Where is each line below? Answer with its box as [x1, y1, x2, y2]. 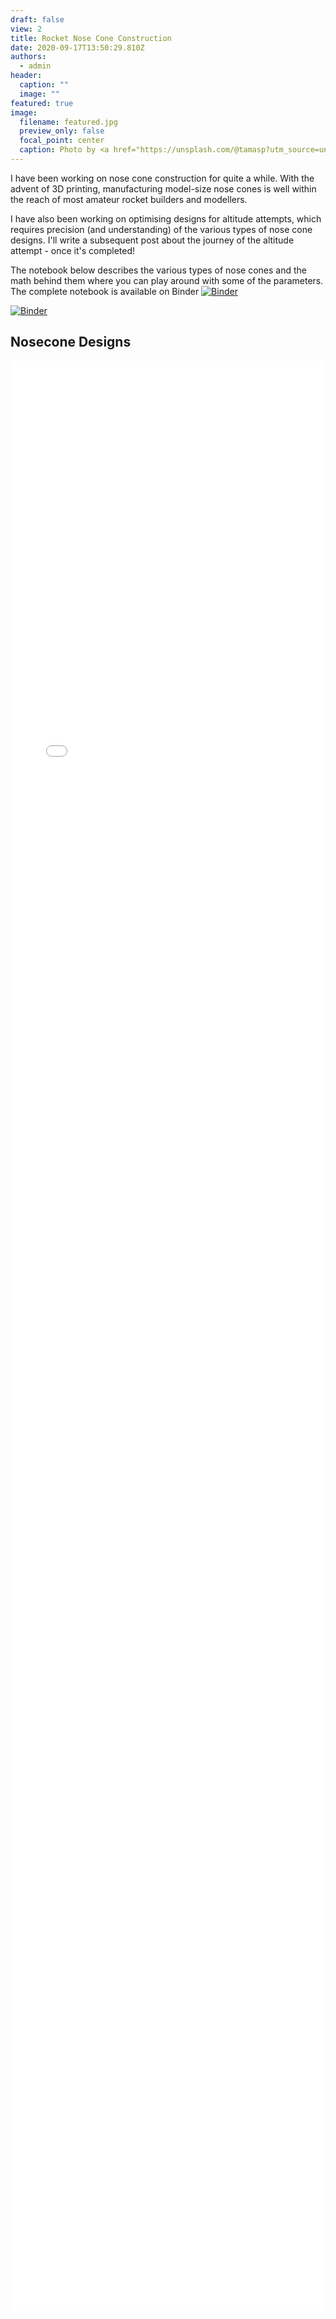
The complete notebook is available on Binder [10, 285, 200, 297]
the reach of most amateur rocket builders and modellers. [10, 193, 248, 205]
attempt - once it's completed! [10, 244, 136, 256]
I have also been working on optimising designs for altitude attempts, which [10, 212, 322, 225]
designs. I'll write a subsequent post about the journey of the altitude [10, 234, 295, 246]
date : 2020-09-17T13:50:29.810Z [10, 42, 145, 53]
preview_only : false [19, 126, 105, 136]
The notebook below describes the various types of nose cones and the [10, 264, 307, 276]
